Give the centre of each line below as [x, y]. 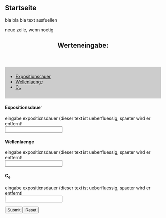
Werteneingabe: [83, 45]
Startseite [21, 8]
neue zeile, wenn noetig [29, 30]
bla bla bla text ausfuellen [31, 20]
